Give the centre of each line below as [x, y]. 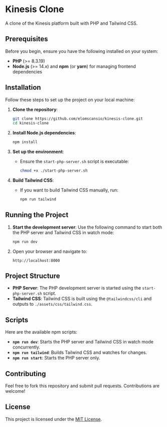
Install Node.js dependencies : [44, 133]
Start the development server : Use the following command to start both [87, 227]
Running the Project [37, 215]
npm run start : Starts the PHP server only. [56, 358]
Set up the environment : [38, 152]
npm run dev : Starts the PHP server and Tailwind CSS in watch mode [83, 342]
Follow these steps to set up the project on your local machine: [70, 100]
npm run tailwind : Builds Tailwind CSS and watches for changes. [79, 352]
